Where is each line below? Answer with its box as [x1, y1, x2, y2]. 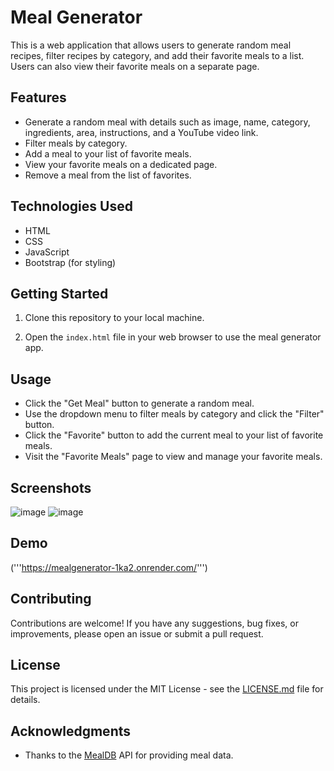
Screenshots [10, 479, 92, 496]
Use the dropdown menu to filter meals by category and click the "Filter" [24, 408, 325, 420]
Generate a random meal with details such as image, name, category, [24, 116, 311, 128]
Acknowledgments [10, 722, 132, 740]
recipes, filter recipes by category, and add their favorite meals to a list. [10, 49, 305, 61]
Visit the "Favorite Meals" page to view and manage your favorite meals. [24, 451, 323, 463]
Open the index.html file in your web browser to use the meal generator [24, 331, 322, 343]
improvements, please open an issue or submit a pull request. [10, 627, 264, 640]
